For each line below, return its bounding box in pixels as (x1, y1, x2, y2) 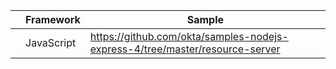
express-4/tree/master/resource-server (89, 42, 281, 56)
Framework (25, 13, 81, 26)
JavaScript (25, 36, 77, 49)
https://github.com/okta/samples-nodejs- (89, 30, 289, 43)
